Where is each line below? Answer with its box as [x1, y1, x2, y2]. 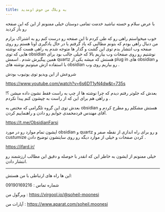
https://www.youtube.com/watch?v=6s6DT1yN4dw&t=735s [5, 80, 126, 86]
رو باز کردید [5, 26, 27, 32]
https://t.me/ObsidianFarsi [5, 119, 58, 125]
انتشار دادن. [5, 158, 27, 164]
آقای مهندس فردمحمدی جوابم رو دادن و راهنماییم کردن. [5, 110, 107, 116]
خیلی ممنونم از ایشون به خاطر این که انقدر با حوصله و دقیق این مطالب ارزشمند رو [5, 153, 156, 159]
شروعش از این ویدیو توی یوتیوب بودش [5, 71, 76, 77]
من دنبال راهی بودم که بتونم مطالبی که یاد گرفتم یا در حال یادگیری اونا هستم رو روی [5, 40, 158, 47]
